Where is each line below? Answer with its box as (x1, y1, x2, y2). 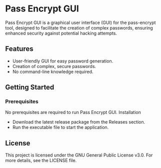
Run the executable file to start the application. (12, 124, 109, 130)
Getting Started (5, 83, 54, 91)
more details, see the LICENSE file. (5, 157, 77, 163)
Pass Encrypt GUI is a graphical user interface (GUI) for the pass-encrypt (5, 19, 156, 25)
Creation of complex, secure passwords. (12, 63, 96, 69)
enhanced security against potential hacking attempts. (5, 30, 117, 36)
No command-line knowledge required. (12, 68, 93, 74)
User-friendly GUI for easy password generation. (12, 58, 113, 64)
